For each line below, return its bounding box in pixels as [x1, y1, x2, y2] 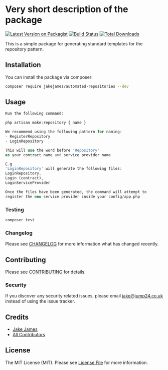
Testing [5, 206, 24, 213]
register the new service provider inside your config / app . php [5, 194, 140, 199]
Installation [5, 60, 41, 69]
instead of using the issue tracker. [5, 298, 75, 304]
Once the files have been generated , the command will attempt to [5, 189, 147, 195]
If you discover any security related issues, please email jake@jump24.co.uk [5, 293, 163, 299]
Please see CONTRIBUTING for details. [5, 269, 86, 275]
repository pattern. [5, 46, 44, 52]
